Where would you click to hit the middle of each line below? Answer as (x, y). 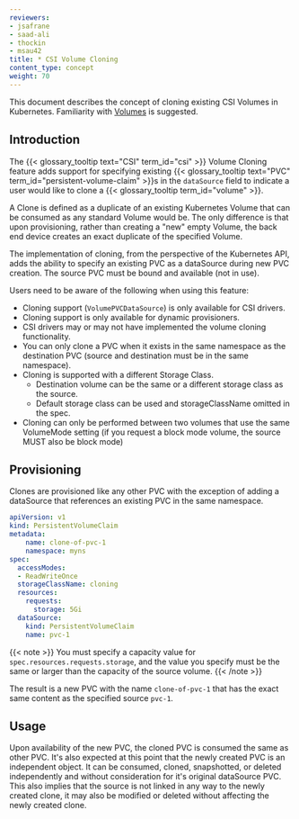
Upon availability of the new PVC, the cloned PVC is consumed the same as (149, 748)
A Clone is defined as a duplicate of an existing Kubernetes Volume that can (149, 207)
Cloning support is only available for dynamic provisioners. (131, 317)
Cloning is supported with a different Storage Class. (118, 374)
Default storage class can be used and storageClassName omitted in (163, 403)
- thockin (28, 43)
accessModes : (42, 568)
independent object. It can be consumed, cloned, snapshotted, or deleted (145, 767)
